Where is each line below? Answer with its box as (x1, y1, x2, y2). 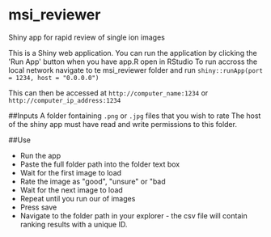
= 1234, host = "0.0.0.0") (8, 74, 100, 82)
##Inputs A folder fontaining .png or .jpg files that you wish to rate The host (8, 111, 261, 121)
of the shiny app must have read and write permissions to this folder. (8, 119, 237, 129)
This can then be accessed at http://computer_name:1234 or (8, 87, 209, 98)
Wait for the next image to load (19, 184, 123, 195)
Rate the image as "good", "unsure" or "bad (19, 176, 166, 186)
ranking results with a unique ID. (19, 219, 128, 229)
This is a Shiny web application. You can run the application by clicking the (8, 48, 257, 57)
